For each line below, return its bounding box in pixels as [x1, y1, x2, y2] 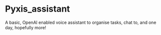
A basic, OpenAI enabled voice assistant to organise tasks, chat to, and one [5, 19, 157, 25]
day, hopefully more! [5, 24, 46, 30]
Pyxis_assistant [5, 3, 71, 15]
